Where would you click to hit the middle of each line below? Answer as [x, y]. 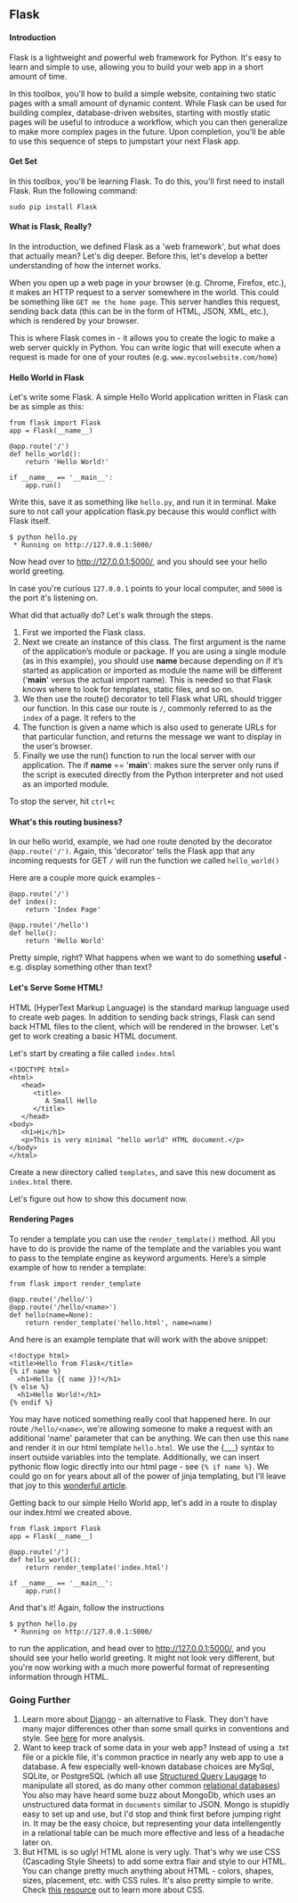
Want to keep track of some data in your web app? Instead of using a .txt [155, 1748]
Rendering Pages [41, 1219]
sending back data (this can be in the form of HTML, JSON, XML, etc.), [139, 311]
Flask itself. [30, 521]
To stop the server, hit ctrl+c [62, 801]
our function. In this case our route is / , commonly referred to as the [147, 708]
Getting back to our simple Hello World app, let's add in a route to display [143, 1502]
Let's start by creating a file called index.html [93, 1053]
